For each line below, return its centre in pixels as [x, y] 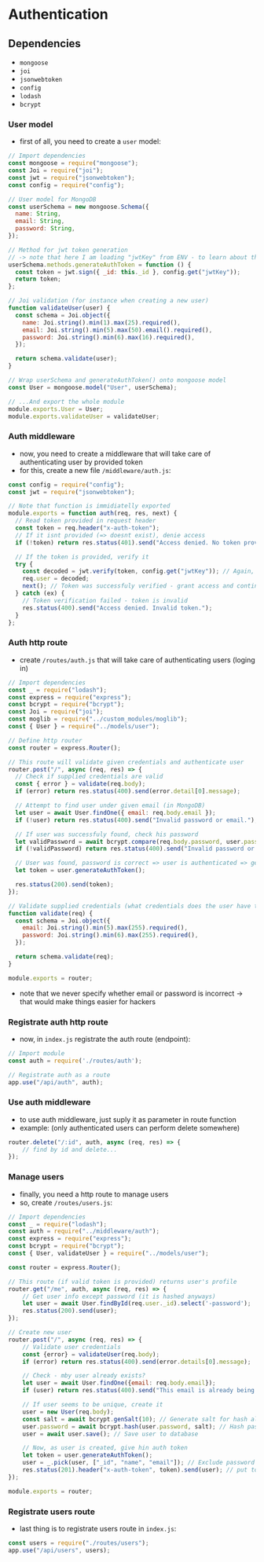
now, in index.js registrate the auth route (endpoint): [105, 1039]
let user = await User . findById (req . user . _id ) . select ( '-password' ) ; [137, 1303]
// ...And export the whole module [66, 401]
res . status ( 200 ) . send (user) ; [70, 1311]
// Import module [37, 1053]
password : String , [46, 229]
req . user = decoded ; [56, 579]
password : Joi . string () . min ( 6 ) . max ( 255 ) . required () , [110, 935]
